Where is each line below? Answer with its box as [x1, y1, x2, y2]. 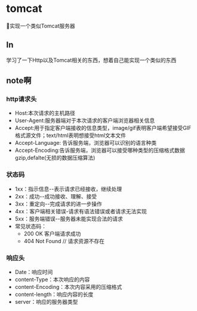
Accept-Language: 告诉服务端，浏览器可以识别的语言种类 [14, 139, 157, 147]
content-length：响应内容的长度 [14, 291, 94, 298]
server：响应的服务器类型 [14, 298, 78, 306]
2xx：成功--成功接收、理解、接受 [14, 192, 97, 200]
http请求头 [6, 95, 37, 103]
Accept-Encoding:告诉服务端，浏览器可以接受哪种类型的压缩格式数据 [14, 147, 185, 154]
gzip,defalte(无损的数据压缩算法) [14, 154, 96, 161]
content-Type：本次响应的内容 [14, 276, 90, 283]
